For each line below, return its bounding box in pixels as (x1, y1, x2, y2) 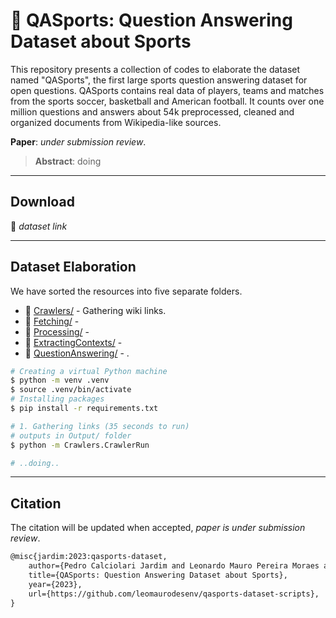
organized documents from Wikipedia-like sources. (10, 116, 222, 128)
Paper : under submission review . (10, 135, 147, 148)
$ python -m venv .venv (10, 375, 110, 386)
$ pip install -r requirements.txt (10, 404, 159, 414)
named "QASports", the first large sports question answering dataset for (10, 74, 308, 86)
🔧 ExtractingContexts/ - (24, 336, 123, 348)
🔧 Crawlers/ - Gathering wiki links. (24, 304, 167, 316)
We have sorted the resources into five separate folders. (10, 285, 243, 297)
